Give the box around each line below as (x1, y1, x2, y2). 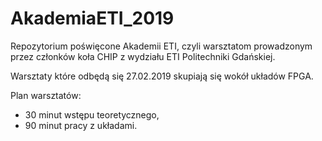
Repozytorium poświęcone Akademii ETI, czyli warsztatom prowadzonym (10, 40, 313, 52)
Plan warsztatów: (10, 89, 82, 101)
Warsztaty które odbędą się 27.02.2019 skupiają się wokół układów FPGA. (10, 70, 314, 82)
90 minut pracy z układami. (24, 119, 138, 131)
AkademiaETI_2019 (10, 7, 175, 30)
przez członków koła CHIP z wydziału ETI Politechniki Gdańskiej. (10, 50, 276, 62)
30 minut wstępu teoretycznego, (24, 108, 160, 121)
